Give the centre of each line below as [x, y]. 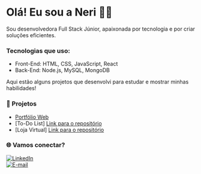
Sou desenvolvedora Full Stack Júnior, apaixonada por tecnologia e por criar [101, 29]
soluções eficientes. [31, 35]
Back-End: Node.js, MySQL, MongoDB [62, 70]
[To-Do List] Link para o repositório [58, 123]
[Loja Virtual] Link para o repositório [59, 130]
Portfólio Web [32, 117]
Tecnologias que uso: [38, 50]
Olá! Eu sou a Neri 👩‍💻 [59, 12]
